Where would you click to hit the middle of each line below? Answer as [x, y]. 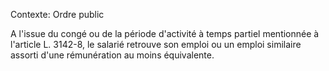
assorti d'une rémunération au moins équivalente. [112, 55]
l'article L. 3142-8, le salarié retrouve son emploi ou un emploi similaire [156, 44]
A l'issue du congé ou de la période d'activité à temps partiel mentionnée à [165, 33]
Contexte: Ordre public [57, 14]
